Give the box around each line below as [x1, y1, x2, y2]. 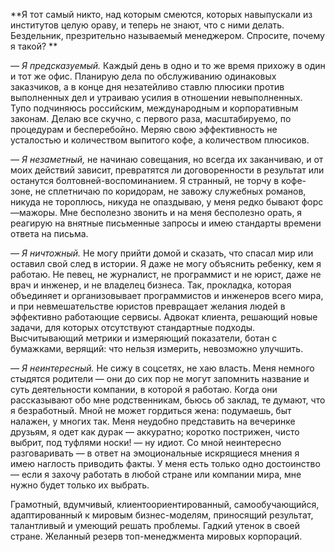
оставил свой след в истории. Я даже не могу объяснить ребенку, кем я [10, 258, 322, 269]
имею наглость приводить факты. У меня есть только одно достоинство [10, 458, 321, 469]
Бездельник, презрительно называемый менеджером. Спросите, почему [10, 30, 325, 41]
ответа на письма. [10, 228, 89, 239]
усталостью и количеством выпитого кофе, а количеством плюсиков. [10, 134, 310, 146]
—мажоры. [10, 207, 58, 218]
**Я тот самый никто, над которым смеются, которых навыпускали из [10, 9, 313, 20]
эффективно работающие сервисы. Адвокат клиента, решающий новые [10, 311, 318, 323]
